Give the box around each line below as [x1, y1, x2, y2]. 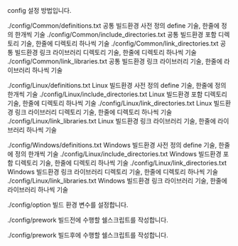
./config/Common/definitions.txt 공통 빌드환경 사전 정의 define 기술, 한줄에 [7, 21, 220, 30]
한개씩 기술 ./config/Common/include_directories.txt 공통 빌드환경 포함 [14, 31, 217, 39]
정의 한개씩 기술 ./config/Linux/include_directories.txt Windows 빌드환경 [14, 150, 222, 158]
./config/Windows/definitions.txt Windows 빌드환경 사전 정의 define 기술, [7, 141, 217, 149]
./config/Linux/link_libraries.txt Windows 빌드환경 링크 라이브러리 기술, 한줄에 [7, 177, 227, 185]
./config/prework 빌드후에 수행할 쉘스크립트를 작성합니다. [7, 231, 168, 239]
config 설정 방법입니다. [7, 6, 72, 14]
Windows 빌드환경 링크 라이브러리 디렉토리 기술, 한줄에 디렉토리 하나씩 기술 [7, 168, 219, 176]
